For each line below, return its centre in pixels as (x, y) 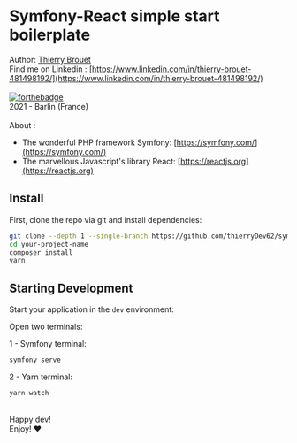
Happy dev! (30, 419)
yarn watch (29, 393)
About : (23, 125)
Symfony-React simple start (114, 16)
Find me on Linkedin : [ (51, 69)
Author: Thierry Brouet (50, 59)
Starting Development (71, 288)
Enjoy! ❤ (26, 428)
